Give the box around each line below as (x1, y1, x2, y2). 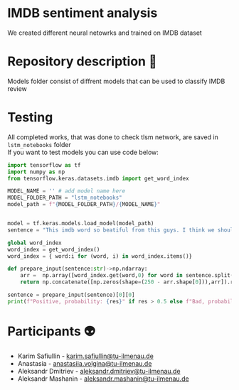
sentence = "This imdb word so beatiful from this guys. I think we (7, 226, 215, 234)
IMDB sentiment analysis (7, 5, 158, 21)
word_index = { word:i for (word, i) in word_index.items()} (7, 252, 193, 260)
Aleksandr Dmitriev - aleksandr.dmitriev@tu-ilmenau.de (17, 367, 181, 375)
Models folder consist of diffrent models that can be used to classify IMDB (7, 77, 225, 85)
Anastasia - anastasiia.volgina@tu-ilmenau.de (17, 359, 152, 367)
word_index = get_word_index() (7, 246, 100, 253)
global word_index (7, 239, 62, 247)
